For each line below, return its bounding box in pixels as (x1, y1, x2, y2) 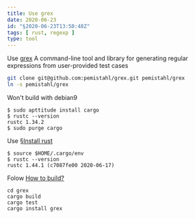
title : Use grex (7, 10, 53, 17)
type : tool (7, 36, 38, 42)
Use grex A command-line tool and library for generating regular (7, 54, 188, 62)
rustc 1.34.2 (7, 118, 44, 125)
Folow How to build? (7, 174, 65, 182)
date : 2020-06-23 (7, 16, 57, 23)
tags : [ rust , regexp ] (7, 29, 75, 36)
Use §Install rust (7, 136, 53, 144)
